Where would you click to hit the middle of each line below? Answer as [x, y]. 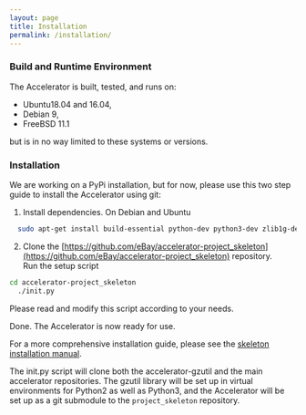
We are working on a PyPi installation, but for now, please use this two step [150, 184]
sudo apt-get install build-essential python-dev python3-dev [138, 229]
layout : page [34, 18]
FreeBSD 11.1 [46, 123]
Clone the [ [44, 246]
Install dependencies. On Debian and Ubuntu [107, 212]
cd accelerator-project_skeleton [73, 282]
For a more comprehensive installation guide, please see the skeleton [140, 344]
